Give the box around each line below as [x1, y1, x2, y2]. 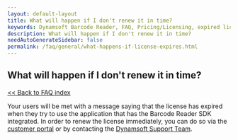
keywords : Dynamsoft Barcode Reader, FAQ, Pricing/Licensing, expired [7, 23, 220, 30]
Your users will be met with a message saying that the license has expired [7, 102, 223, 110]
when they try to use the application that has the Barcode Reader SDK [7, 109, 212, 117]
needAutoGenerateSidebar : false [7, 37, 103, 44]
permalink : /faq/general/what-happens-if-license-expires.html [7, 43, 198, 50]
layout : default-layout [7, 10, 78, 18]
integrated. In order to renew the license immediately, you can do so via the [7, 117, 227, 125]
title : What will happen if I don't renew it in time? [7, 17, 173, 24]
